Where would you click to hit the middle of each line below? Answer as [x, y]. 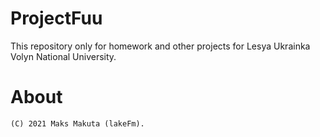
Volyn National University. [63, 56]
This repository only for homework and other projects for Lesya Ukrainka [160, 46]
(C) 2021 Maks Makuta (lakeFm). [77, 123]
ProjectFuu [56, 18]
